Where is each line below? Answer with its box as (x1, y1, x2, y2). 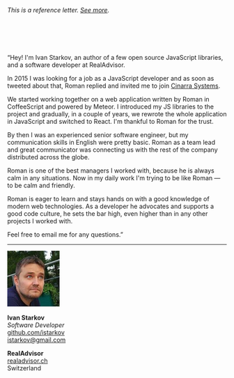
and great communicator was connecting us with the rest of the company (7, 145, 218, 154)
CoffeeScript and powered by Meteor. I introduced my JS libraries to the (7, 102, 214, 111)
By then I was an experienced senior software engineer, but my (7, 130, 189, 139)
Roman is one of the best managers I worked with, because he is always (7, 166, 214, 175)
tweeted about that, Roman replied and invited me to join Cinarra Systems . (7, 81, 221, 90)
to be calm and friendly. (7, 181, 75, 189)
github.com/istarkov (7, 328, 65, 336)
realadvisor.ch (7, 356, 48, 365)
